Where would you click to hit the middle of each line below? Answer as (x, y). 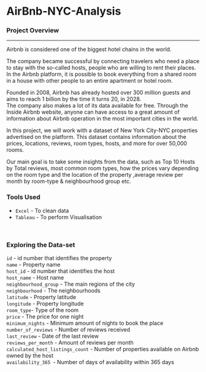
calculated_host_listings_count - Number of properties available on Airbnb (103, 349)
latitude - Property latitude (41, 297)
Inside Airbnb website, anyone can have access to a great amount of (93, 112)
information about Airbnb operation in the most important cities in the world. (102, 119)
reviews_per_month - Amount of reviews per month (70, 343)
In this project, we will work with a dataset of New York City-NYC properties (102, 130)
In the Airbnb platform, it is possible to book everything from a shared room (101, 74)
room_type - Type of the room (43, 310)
